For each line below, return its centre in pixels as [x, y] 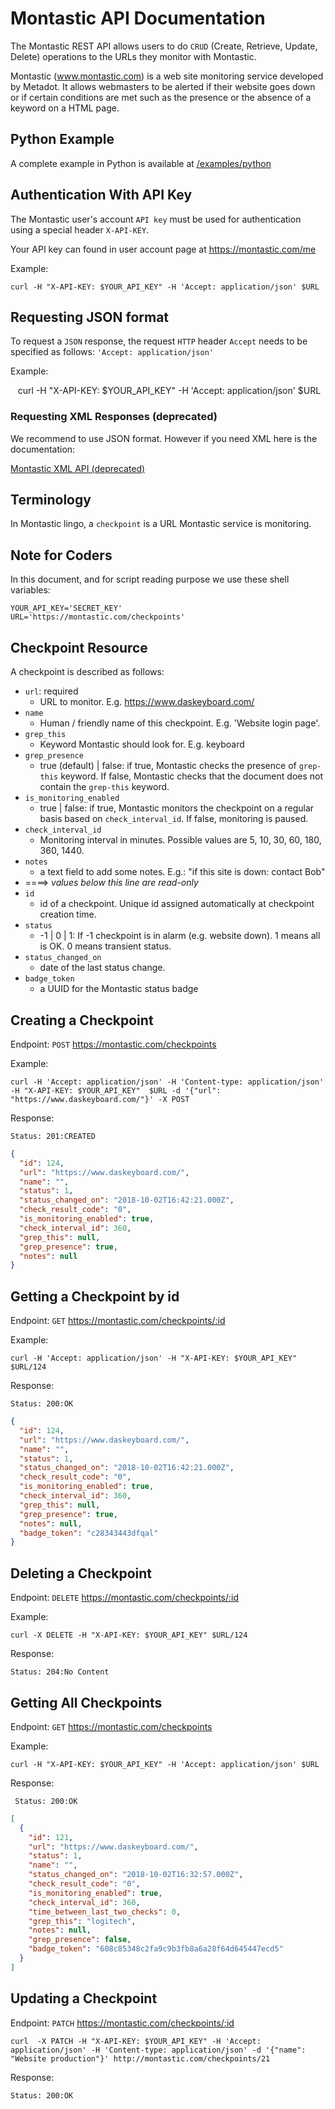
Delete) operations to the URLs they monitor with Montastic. [133, 56]
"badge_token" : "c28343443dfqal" [89, 1533]
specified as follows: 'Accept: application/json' [112, 352]
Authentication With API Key [101, 195]
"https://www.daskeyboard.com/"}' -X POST [100, 1099]
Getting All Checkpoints [86, 1702]
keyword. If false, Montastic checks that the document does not [192, 776]
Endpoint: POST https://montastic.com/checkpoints [113, 1044]
